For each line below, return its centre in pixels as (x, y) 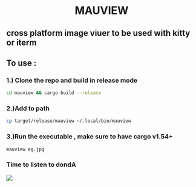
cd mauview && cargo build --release (54, 93)
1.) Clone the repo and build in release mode (72, 80)
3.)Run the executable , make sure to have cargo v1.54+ (90, 137)
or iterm (21, 42)
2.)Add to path (28, 109)
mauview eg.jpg (25, 149)
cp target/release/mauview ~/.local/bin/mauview (69, 121)
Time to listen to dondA (41, 165)
